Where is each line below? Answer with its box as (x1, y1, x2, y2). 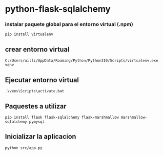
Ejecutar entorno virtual (5, 76, 79, 84)
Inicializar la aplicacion (5, 133, 77, 141)
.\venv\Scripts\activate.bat (5, 89, 64, 94)
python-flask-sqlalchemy (5, 3, 111, 15)
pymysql (29, 119, 45, 124)
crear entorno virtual (5, 45, 70, 53)
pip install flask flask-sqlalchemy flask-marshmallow (5, 115, 119, 120)
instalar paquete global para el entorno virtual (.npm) (5, 21, 133, 28)
